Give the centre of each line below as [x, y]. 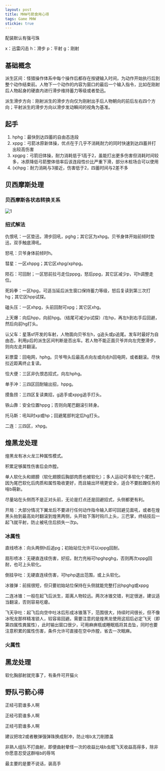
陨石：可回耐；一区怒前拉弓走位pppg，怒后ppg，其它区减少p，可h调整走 [79, 274]
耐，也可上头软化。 [25, 564]
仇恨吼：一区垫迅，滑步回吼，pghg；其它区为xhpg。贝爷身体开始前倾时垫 [80, 236]
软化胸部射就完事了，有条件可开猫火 [42, 675]
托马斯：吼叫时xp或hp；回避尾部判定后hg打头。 [54, 415]
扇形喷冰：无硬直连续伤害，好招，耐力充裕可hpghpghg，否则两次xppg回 [79, 558]
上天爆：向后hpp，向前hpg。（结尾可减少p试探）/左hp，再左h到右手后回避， [82, 318]
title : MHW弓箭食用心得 [27, 14]
